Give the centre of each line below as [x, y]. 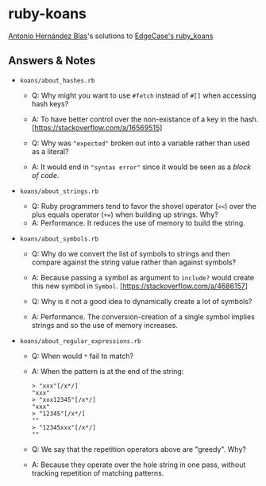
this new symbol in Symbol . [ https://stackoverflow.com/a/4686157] [140, 286]
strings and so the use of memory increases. [105, 325]
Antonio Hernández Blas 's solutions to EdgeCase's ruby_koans [111, 36]
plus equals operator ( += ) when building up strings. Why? [125, 214]
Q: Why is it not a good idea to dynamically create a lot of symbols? [142, 301]
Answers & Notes [52, 61]
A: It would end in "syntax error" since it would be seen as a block [141, 167]
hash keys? [50, 103]
